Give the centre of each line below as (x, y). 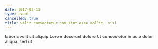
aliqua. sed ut (19, 42)
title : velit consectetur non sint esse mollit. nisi (61, 23)
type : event (17, 14)
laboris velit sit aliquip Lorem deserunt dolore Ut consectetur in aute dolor (79, 37)
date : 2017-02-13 (23, 9)
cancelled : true (21, 18)
